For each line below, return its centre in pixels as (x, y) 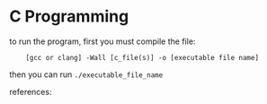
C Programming (69, 17)
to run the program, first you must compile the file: (102, 41)
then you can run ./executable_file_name (86, 74)
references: (31, 91)
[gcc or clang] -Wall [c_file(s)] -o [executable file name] (142, 57)
